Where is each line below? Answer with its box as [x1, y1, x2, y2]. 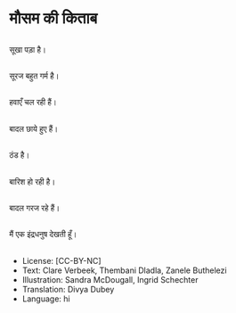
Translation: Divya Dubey [21, 284, 115, 294]
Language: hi [21, 293, 70, 304]
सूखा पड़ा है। [9, 44, 46, 54]
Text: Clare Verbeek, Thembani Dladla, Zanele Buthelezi [21, 265, 227, 276]
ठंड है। [9, 150, 30, 161]
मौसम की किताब [9, 8, 98, 29]
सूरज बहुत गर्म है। [9, 70, 60, 81]
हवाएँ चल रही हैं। [9, 97, 57, 108]
